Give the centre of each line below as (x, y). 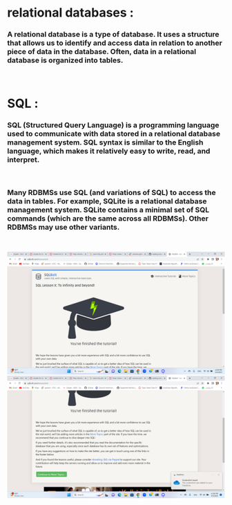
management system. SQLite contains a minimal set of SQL (108, 210)
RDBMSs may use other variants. (64, 227)
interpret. (23, 159)
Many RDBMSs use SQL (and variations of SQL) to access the (112, 192)
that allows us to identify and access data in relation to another (115, 43)
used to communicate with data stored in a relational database (114, 134)
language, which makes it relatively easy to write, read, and (109, 151)
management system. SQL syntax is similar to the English (105, 142)
